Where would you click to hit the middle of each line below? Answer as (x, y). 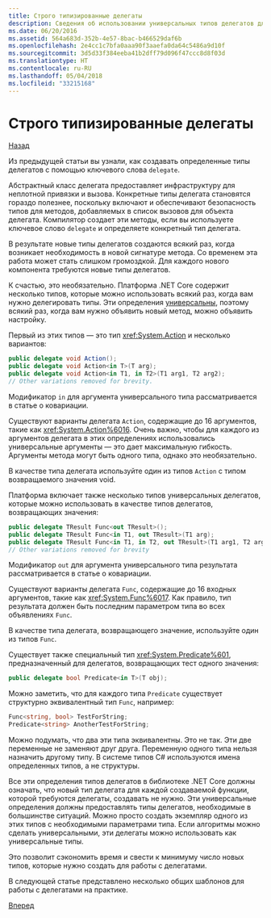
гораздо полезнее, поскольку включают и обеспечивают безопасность (132, 203)
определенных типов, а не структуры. (74, 766)
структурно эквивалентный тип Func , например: (92, 702)
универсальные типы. (46, 841)
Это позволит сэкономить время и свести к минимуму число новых (126, 857)
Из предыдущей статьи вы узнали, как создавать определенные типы (129, 161)
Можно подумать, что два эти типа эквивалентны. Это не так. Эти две (130, 740)
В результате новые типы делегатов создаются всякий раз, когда (122, 244)
